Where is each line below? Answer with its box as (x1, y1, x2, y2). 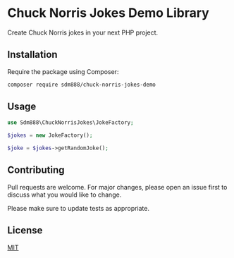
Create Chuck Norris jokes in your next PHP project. (7, 28, 159, 37)
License (7, 224, 43, 237)
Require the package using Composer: (7, 67, 119, 75)
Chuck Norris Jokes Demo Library (7, 5, 209, 21)
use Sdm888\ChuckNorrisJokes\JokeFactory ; (7, 119, 134, 126)
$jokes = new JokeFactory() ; (7, 132, 93, 139)
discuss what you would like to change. (7, 190, 122, 199)
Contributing (7, 164, 65, 176)
